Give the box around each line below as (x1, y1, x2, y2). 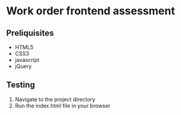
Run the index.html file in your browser (14, 102, 111, 109)
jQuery (14, 63, 32, 70)
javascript (14, 57, 40, 63)
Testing (6, 80, 35, 90)
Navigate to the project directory (14, 95, 96, 102)
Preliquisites (6, 28, 54, 38)
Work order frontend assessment (6, 4, 176, 18)
